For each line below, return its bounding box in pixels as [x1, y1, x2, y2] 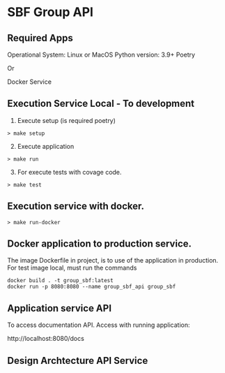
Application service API [7, 302, 112, 314]
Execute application [17, 142, 75, 150]
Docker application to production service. [7, 238, 192, 250]
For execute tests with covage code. [17, 168, 122, 176]
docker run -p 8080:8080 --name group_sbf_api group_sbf [7, 284, 176, 291]
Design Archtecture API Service [7, 354, 148, 367]
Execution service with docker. [7, 200, 145, 212]
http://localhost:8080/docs [7, 335, 85, 343]
